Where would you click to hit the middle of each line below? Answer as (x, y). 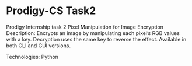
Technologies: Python (32, 57)
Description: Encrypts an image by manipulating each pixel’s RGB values (93, 33)
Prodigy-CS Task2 (51, 11)
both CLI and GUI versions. (39, 46)
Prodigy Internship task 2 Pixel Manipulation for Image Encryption (85, 27)
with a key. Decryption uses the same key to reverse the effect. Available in (96, 39)
